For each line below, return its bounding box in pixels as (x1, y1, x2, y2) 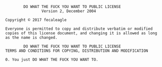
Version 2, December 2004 (41, 9, 96, 14)
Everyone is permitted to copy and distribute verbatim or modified (5, 26, 153, 31)
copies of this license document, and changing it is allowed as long (5, 31, 157, 36)
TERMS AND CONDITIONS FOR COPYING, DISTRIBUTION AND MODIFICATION (5, 48, 148, 53)
